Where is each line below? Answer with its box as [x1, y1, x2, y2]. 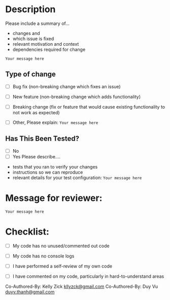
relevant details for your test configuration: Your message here [12, 174, 142, 181]
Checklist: [5, 226, 50, 238]
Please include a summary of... [5, 20, 70, 26]
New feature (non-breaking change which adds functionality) [12, 93, 141, 99]
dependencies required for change [12, 46, 86, 52]
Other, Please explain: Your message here [12, 119, 98, 125]
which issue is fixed [12, 36, 54, 42]
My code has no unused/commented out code [12, 243, 110, 249]
